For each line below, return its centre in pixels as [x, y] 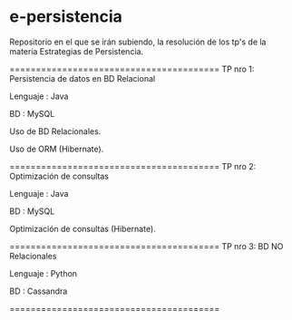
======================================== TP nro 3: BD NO [146, 246]
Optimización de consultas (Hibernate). [83, 228]
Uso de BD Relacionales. [55, 131]
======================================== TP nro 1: [132, 69]
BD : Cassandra [39, 291]
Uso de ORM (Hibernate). [57, 149]
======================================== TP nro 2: [133, 166]
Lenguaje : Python [44, 273]
